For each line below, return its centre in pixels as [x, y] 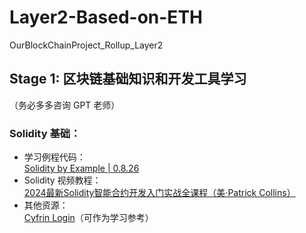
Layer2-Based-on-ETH [106, 17]
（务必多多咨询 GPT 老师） [65, 105]
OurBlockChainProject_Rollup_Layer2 [86, 45]
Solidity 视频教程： [62, 180]
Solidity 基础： [45, 133]
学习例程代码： [54, 157]
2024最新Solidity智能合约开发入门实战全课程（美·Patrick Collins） [159, 193]
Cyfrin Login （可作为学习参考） [88, 218]
